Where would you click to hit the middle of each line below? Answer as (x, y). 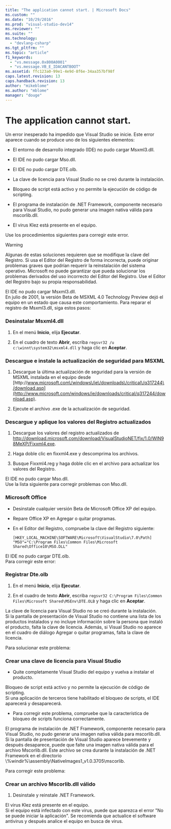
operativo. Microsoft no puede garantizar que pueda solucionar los (75, 271)
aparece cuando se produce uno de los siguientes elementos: (70, 140)
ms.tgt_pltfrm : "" (25, 48)
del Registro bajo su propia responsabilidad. (51, 282)
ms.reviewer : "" (22, 29)
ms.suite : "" (19, 34)
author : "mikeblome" (27, 86)
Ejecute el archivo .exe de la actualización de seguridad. (72, 408)
